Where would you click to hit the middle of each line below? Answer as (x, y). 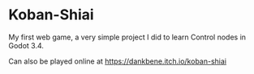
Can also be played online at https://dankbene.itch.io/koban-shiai (118, 61)
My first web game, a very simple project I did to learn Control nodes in (127, 37)
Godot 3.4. (26, 45)
